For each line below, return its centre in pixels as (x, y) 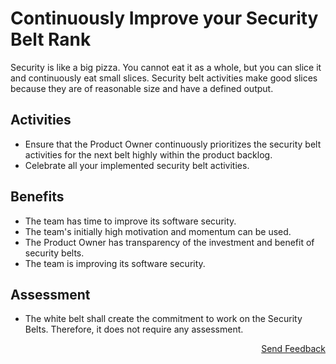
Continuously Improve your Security (164, 18)
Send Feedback (293, 349)
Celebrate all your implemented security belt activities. (137, 165)
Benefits (37, 197)
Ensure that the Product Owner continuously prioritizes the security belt (173, 144)
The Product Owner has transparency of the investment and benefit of (169, 242)
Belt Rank (51, 39)
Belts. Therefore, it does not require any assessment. (134, 329)
